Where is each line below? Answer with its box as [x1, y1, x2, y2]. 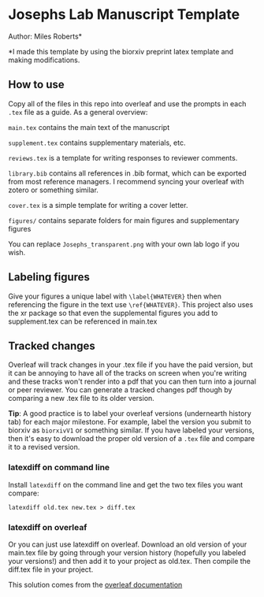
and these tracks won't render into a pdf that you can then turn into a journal [8, 376, 257, 387]
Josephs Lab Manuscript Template [8, 6, 240, 24]
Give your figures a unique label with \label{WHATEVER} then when [8, 291, 222, 301]
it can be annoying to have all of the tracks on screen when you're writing [8, 369, 247, 378]
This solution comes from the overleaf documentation [8, 580, 183, 589]
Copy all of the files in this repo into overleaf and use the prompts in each [8, 98, 247, 108]
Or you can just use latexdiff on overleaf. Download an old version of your [8, 540, 247, 549]
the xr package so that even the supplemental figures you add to [8, 308, 218, 317]
